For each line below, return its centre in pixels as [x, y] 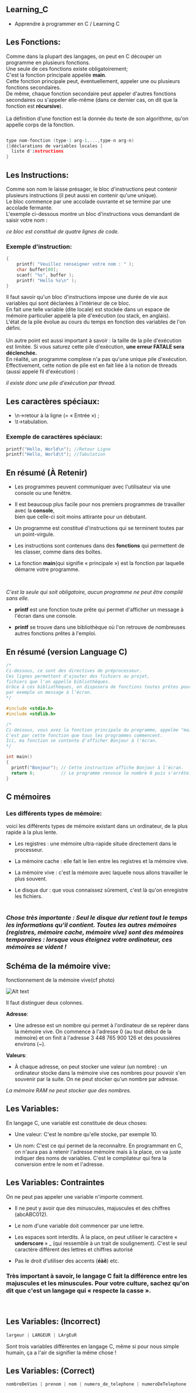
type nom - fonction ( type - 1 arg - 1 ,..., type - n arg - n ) [70, 140]
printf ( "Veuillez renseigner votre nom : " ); [75, 264]
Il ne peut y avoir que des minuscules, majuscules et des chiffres [92, 1208]
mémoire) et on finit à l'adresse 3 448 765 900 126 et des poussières [97, 1038]
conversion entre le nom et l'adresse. [59, 1164]
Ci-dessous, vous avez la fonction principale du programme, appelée [92, 730]
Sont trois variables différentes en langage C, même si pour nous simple [93, 1346]
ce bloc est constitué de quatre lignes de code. [63, 231]
